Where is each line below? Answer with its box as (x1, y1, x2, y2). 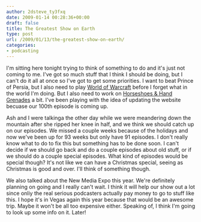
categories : (6, 43, 36, 49)
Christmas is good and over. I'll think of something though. (6, 165, 151, 172)
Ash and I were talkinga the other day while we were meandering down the (6, 114, 191, 121)
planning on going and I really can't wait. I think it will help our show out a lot (6, 183, 195, 190)
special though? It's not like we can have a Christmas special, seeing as (6, 158, 184, 166)
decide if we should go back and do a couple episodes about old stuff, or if (6, 146, 192, 153)
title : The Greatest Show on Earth (6, 25, 95, 32)
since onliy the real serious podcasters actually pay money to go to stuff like (6, 190, 195, 197)
